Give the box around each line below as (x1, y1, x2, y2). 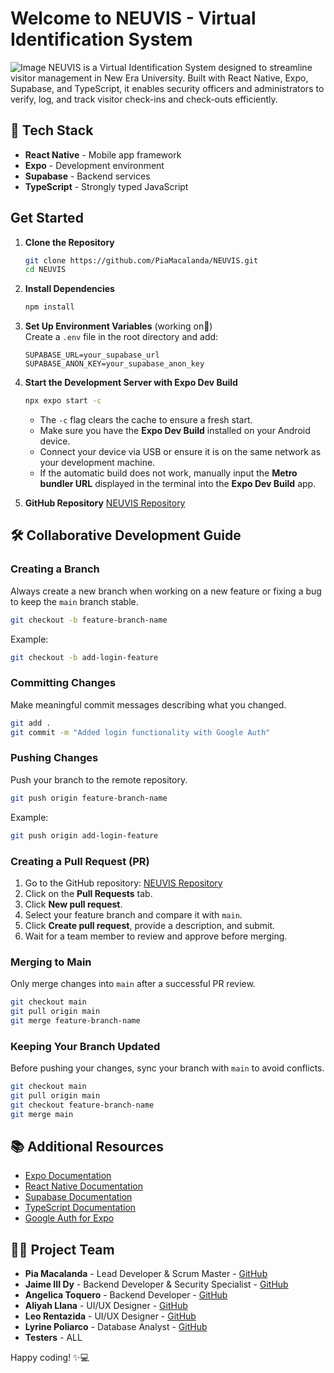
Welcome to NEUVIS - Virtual (10, 7, 257, 30)
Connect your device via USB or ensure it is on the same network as (39, 446, 322, 458)
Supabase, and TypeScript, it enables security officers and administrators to (10, 82, 325, 94)
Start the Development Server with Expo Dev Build (24, 377, 238, 389)
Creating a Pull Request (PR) (10, 854, 150, 868)
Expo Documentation (24, 1170, 112, 1182)
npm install (24, 302, 75, 312)
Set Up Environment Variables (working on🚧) (24, 320, 213, 332)
